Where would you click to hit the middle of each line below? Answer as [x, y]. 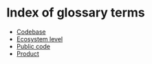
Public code [33, 46]
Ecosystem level [40, 39]
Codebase [31, 32]
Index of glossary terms [76, 13]
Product [28, 54]
